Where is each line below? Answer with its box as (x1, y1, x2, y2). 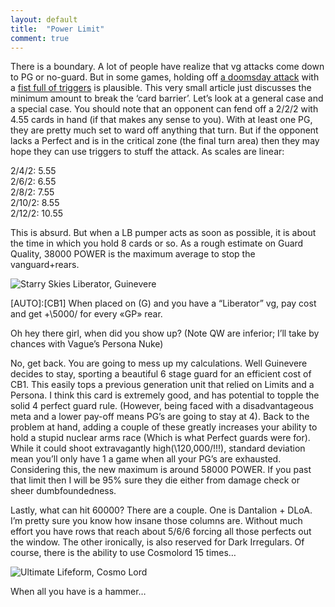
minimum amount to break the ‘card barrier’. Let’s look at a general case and (10, 92, 324, 105)
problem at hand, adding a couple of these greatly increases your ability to (10, 421, 318, 433)
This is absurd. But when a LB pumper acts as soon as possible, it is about (10, 227, 317, 239)
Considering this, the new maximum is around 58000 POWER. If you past (10, 464, 312, 476)
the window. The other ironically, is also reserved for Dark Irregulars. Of (10, 536, 305, 548)
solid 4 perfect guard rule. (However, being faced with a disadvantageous (10, 400, 314, 412)
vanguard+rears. (10, 259, 80, 271)
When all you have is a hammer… (10, 586, 147, 598)
